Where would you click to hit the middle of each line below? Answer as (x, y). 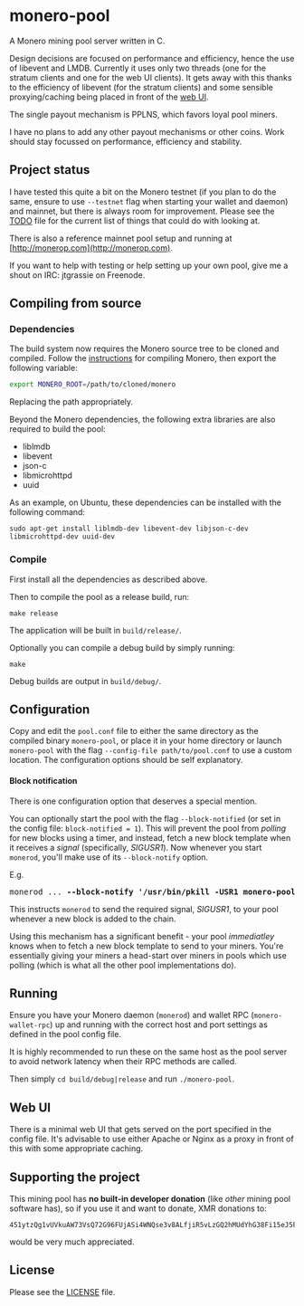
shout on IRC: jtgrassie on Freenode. (77, 275)
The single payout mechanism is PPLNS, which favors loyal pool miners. (144, 114)
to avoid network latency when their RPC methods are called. (123, 1062)
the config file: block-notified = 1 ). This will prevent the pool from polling (148, 828)
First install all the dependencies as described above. (109, 579)
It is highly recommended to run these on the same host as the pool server (148, 1052)
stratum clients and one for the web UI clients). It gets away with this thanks (151, 77)
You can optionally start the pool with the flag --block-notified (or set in (145, 818)
